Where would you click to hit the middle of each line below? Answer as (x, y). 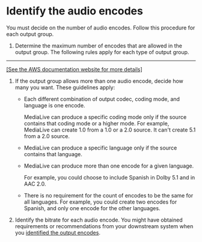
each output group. (30, 34)
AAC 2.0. (35, 184)
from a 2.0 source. (47, 136)
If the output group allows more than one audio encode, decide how (99, 81)
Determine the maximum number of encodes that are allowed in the (98, 46)
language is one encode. (54, 105)
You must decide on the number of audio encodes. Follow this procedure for (101, 28)
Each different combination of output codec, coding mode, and (102, 99)
